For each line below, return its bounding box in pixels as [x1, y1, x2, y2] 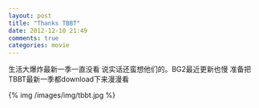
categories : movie [8, 42, 70, 50]
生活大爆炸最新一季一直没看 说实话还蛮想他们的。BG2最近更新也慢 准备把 [8, 65, 252, 74]
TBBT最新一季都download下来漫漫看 [8, 74, 130, 84]
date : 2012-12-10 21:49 [8, 26, 88, 34]
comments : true [8, 34, 59, 42]
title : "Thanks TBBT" [8, 19, 81, 27]
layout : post [8, 11, 52, 20]
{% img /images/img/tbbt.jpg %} [8, 90, 116, 100]
